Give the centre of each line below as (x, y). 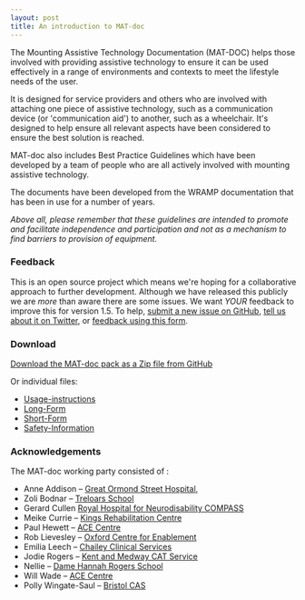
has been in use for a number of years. (83, 202)
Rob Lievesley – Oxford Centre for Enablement (110, 537)
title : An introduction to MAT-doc (78, 26)
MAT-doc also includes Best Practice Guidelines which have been (133, 155)
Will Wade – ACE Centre (68, 576)
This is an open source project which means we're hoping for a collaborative (153, 282)
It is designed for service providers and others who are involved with (138, 99)
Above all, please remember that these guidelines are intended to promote (149, 219)
